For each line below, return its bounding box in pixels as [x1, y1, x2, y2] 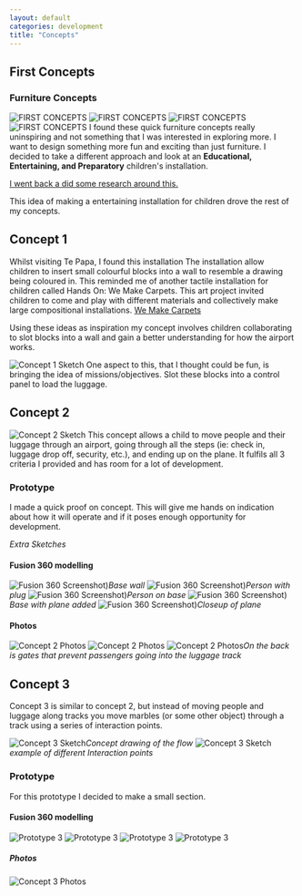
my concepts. [9, 206, 61, 217]
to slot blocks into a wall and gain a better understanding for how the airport [9, 332, 295, 343]
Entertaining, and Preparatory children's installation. [9, 160, 209, 171]
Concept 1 [9, 232, 68, 247]
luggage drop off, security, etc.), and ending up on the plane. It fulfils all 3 [9, 448, 285, 459]
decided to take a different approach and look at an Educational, [9, 151, 252, 162]
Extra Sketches [9, 539, 66, 550]
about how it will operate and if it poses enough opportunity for [9, 511, 247, 522]
